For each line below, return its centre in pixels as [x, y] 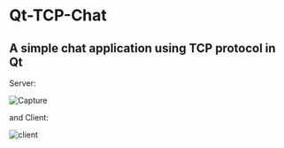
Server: [23, 83]
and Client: [29, 117]
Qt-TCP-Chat [58, 16]
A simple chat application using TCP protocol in [142, 48]
